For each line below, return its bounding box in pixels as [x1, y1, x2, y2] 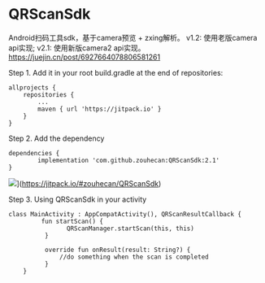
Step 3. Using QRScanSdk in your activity [8, 194, 147, 204]
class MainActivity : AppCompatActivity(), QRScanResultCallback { [8, 210, 242, 218]
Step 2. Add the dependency [8, 133, 105, 143]
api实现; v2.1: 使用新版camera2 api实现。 [8, 42, 146, 53]
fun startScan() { [41, 217, 104, 225]
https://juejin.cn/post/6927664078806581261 [8, 52, 161, 62]
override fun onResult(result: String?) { [44, 246, 191, 254]
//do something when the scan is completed [59, 253, 209, 261]
